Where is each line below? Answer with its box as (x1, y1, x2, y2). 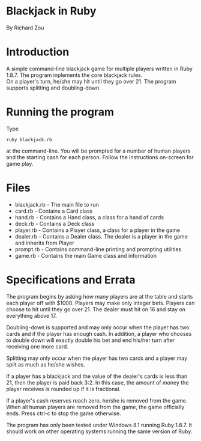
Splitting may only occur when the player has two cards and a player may (6, 354, 188, 362)
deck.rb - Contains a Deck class (14, 220, 95, 227)
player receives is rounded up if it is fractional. (6, 385, 121, 392)
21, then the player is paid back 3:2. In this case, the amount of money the (6, 379, 189, 386)
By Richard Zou (6, 24, 44, 31)
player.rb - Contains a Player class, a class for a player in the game (14, 227, 181, 234)
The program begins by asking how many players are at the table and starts (6, 293, 193, 300)
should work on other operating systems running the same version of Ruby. (6, 428, 193, 435)
